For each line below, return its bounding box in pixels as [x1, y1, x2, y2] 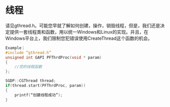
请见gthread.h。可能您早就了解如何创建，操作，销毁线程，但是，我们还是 [5, 22, 160, 29]
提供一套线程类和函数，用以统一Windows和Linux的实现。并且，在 [9, 29, 148, 35]
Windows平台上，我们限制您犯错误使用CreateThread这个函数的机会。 [5, 35, 153, 41]
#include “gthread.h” [5, 50, 52, 55]
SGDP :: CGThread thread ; [5, 78, 56, 84]
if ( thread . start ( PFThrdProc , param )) [5, 83, 86, 88]
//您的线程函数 [14, 64, 42, 69]
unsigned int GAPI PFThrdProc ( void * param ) [5, 55, 102, 60]
